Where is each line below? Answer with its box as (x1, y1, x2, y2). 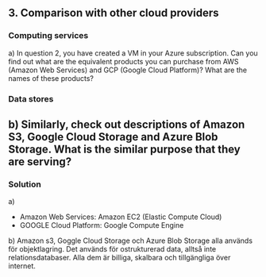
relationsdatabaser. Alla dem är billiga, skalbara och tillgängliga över (8, 253, 231, 263)
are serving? (8, 155, 72, 168)
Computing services (8, 30, 89, 41)
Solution (8, 179, 42, 190)
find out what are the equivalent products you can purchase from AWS (8, 56, 240, 66)
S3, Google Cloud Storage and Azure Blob (8, 130, 218, 144)
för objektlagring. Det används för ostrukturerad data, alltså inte (8, 244, 217, 254)
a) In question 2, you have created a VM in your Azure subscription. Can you (8, 48, 258, 58)
